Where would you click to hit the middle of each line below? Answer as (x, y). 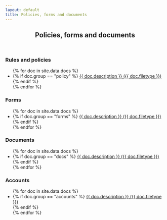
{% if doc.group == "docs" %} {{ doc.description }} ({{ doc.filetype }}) (86, 156)
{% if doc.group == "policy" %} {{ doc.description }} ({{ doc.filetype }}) (87, 76)
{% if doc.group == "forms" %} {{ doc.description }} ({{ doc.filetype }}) (87, 116)
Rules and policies (28, 60)
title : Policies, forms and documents (46, 15)
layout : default (22, 10)
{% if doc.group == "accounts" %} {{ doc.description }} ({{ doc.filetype (87, 197)
